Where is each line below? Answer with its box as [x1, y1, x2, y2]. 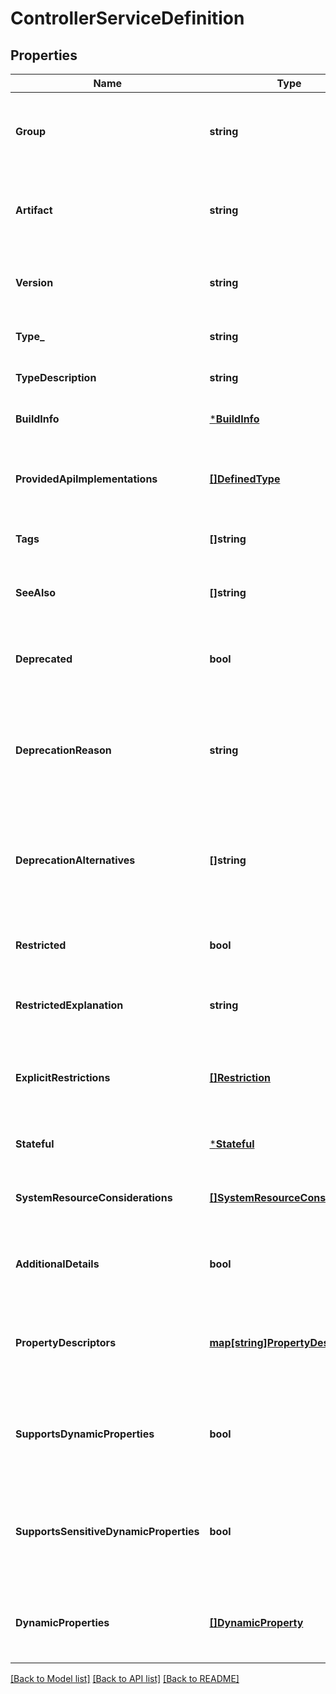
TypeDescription [15, 371, 97, 384]
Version [15, 276, 54, 289]
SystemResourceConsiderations [15, 1191, 173, 1204]
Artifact [15, 203, 53, 217]
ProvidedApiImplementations [15, 472, 158, 486]
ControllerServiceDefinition [10, 7, 245, 30]
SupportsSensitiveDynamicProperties [15, 1525, 200, 1538]
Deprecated [15, 652, 73, 666]
